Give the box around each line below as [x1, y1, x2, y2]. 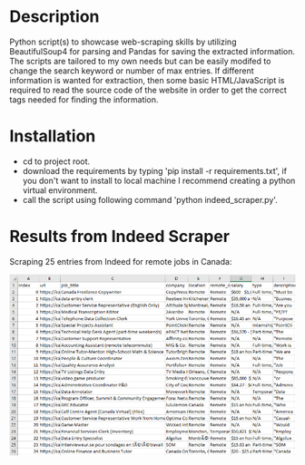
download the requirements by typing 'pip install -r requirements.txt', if [22, 165, 288, 176]
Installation [9, 126, 96, 147]
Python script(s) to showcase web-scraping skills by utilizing [9, 36, 237, 47]
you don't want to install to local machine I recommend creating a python [22, 175, 296, 186]
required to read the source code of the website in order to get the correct [9, 84, 288, 95]
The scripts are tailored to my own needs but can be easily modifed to [9, 55, 271, 66]
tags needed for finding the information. [9, 93, 159, 105]
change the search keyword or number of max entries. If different [9, 65, 254, 76]
